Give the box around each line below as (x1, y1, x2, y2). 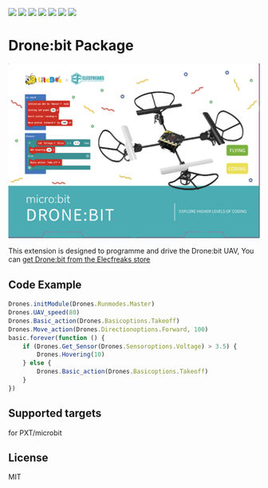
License (8, 451, 49, 465)
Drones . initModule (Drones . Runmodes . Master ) (8, 300, 156, 308)
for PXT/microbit (8, 428, 62, 438)
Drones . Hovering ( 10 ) (37, 350, 105, 359)
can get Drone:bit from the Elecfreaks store (8, 254, 151, 264)
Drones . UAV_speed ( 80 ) (8, 309, 81, 317)
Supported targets (8, 406, 102, 420)
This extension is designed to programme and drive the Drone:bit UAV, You (8, 246, 254, 256)
